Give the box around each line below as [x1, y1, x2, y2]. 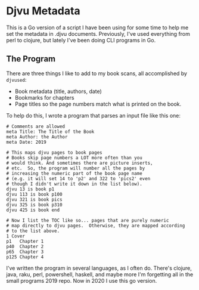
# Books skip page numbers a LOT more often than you [6, 155, 143, 161]
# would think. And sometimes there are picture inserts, [6, 160, 153, 166]
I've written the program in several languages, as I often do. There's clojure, [6, 264, 192, 272]
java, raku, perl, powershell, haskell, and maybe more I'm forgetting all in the [6, 270, 194, 278]
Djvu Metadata [6, 4, 80, 18]
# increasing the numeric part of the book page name [6, 170, 143, 177]
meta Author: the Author [6, 134, 68, 140]
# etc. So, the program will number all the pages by [6, 165, 145, 171]
